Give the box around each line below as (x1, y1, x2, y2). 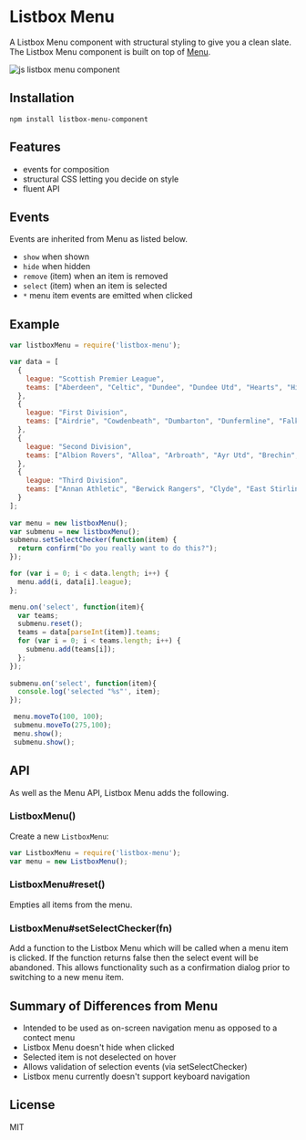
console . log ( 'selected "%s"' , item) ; (17, 687, 161, 696)
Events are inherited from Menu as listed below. (9, 234, 189, 245)
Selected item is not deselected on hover (22, 1051, 177, 1062)
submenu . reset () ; (17, 619, 84, 629)
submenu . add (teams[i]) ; (25, 645, 117, 654)
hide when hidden (22, 261, 91, 272)
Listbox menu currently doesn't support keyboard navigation (22, 1071, 250, 1082)
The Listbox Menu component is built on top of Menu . (9, 46, 211, 57)
